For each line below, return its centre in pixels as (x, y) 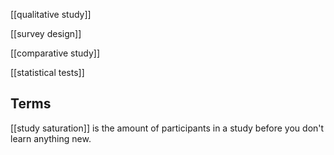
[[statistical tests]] (47, 72)
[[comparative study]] (55, 53)
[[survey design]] (46, 33)
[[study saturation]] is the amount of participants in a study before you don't (167, 128)
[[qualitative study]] (51, 14)
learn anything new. (51, 138)
